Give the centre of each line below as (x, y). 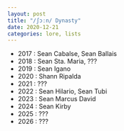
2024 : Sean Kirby (44, 106)
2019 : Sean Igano (44, 69)
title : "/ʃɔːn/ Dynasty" (44, 21)
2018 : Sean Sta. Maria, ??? (57, 62)
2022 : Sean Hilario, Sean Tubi (62, 91)
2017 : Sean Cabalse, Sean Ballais (67, 54)
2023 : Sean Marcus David (57, 99)
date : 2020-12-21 (33, 27)
